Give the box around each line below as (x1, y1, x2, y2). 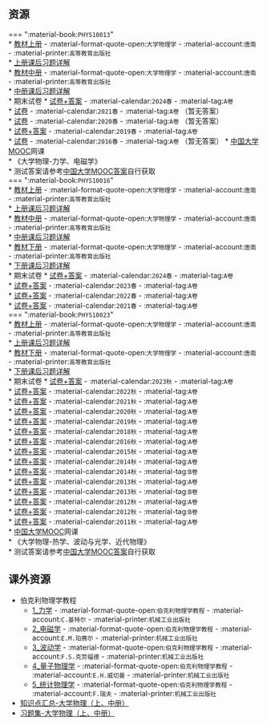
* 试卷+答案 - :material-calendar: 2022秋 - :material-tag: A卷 (8, 386, 198, 395)
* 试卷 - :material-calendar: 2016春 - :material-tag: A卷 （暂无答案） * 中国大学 (8, 136, 259, 146)
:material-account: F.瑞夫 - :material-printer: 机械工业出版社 (31, 688, 216, 698)
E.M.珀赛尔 (61, 634, 94, 642)
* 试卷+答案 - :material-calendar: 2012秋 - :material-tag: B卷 (8, 506, 198, 516)
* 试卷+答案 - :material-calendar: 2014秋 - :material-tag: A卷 (8, 456, 198, 466)
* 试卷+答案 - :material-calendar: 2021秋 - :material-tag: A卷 (8, 396, 198, 406)
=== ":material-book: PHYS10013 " (8, 29, 114, 38)
